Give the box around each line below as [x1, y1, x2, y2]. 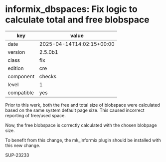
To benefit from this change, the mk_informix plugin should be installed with [5, 137, 161, 143]
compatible [7, 89, 34, 96]
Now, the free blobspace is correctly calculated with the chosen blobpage [5, 122, 157, 128]
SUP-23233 [5, 152, 29, 158]
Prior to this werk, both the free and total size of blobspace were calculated [5, 102, 161, 108]
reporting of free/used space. [5, 112, 66, 118]
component [7, 73, 35, 80]
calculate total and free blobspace [5, 14, 150, 25]
